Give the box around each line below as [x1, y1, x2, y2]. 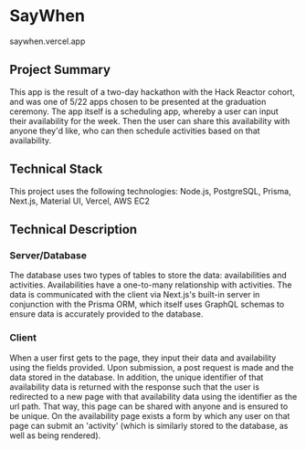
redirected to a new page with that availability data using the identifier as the [9, 391, 298, 402]
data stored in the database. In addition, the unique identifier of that [9, 372, 264, 382]
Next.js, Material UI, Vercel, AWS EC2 [9, 195, 151, 206]
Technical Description [9, 221, 138, 237]
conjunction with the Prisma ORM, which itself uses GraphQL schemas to [9, 298, 285, 310]
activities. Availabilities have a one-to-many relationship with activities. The [9, 279, 292, 290]
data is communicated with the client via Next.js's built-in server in [9, 289, 260, 300]
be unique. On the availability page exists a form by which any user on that [9, 410, 290, 421]
